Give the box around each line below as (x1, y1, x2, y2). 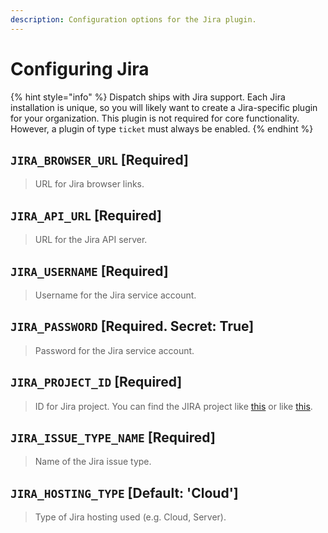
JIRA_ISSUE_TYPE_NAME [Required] (10, 429, 216, 446)
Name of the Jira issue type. (34, 456, 152, 468)
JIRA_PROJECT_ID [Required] (10, 374, 183, 391)
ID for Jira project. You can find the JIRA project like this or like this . (34, 400, 313, 412)
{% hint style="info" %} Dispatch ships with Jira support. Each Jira (10, 91, 286, 103)
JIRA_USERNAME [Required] (10, 262, 169, 280)
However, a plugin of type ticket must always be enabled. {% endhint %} (10, 122, 314, 135)
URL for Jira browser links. (34, 178, 145, 190)
